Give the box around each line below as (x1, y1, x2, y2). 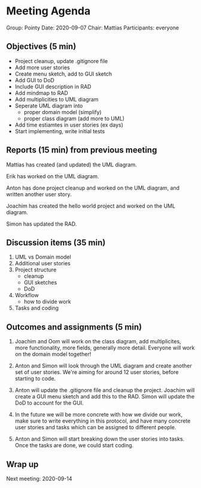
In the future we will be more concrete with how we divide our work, (14, 411, 183, 418)
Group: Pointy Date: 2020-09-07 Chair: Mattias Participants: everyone (6, 24, 179, 31)
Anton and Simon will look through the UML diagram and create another (14, 362, 193, 370)
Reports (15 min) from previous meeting (6, 145, 157, 155)
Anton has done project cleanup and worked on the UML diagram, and (6, 184, 180, 191)
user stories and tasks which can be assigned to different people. (14, 424, 176, 431)
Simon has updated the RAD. (6, 220, 77, 227)
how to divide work (23, 298, 71, 306)
